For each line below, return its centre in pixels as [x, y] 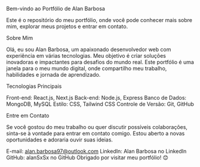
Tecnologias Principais [34, 86]
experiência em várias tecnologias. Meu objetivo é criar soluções [86, 56]
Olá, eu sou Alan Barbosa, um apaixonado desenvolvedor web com [89, 49]
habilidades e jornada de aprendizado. [53, 75]
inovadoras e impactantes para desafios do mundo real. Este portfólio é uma [100, 62]
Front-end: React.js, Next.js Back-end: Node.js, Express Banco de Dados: [96, 98]
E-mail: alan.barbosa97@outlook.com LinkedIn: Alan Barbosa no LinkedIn [96, 151]
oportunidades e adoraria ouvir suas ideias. [60, 140]
